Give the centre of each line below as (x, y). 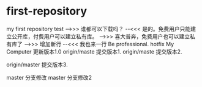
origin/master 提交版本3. (37, 64)
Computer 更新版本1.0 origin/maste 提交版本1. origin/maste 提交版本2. (94, 51)
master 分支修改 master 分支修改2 (49, 77)
